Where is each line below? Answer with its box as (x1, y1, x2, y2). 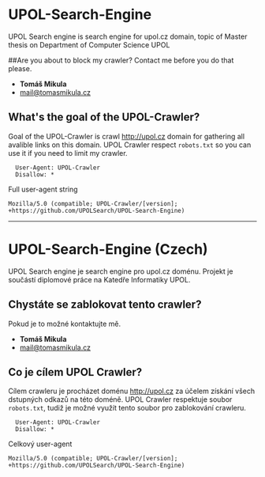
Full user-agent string (8, 184, 78, 194)
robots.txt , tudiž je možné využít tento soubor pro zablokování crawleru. (8, 403, 247, 413)
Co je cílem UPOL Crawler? (8, 365, 143, 379)
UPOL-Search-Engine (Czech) (8, 240, 208, 258)
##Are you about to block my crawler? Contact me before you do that (8, 55, 234, 65)
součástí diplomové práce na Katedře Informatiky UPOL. (8, 274, 191, 284)
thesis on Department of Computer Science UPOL (8, 40, 170, 49)
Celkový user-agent (8, 439, 73, 449)
